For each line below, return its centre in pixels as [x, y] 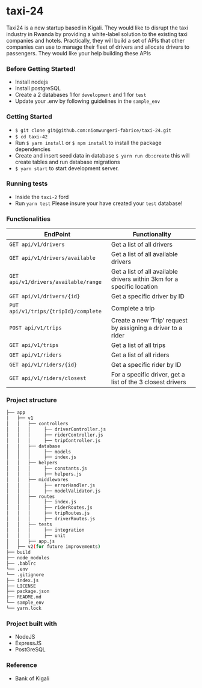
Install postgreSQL [38, 88]
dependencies [33, 149]
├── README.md [24, 597]
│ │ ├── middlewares [37, 479]
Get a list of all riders [140, 355]
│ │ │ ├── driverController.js [56, 429]
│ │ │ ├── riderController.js [55, 435]
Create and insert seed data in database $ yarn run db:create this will [102, 155]
